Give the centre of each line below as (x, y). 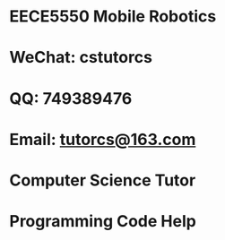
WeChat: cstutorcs (81, 58)
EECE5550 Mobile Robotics (113, 17)
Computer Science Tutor (103, 180)
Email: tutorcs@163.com (103, 139)
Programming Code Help (103, 222)
